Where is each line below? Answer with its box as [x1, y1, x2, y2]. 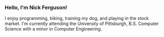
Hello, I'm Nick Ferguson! [5, 4, 68, 11]
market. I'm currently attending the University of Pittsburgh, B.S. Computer [5, 20, 159, 26]
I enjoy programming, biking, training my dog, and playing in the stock [5, 15, 149, 21]
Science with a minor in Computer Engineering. [5, 26, 102, 32]
